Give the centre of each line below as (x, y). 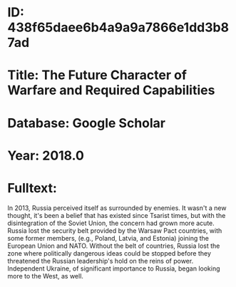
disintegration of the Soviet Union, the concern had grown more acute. (111, 223)
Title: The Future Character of (97, 75)
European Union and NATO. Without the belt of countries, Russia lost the (114, 246)
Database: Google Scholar (87, 123)
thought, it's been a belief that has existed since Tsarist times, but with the (117, 215)
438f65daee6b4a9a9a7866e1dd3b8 (118, 27)
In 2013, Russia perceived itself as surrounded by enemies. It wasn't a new (117, 208)
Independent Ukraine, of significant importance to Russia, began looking (114, 268)
